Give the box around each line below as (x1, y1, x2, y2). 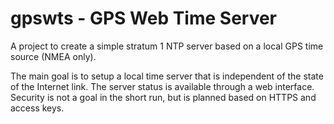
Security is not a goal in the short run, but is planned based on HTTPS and (10, 91, 317, 103)
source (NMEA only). (10, 50, 97, 62)
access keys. (10, 102, 65, 114)
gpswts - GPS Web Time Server (10, 7, 278, 30)
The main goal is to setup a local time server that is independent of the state (10, 70, 324, 82)
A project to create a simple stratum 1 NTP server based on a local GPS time (10, 40, 324, 52)
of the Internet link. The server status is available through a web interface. (10, 80, 315, 92)
